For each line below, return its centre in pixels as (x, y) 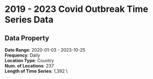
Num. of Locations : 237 (29, 66)
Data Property (27, 38)
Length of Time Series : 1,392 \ (36, 71)
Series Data (29, 20)
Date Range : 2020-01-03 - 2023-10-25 (45, 50)
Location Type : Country (29, 60)
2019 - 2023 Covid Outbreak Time (76, 9)
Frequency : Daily (22, 55)
